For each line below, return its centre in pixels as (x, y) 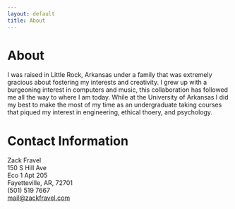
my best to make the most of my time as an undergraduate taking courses (115, 105)
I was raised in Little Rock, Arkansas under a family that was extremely (110, 75)
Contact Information (68, 141)
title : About (26, 20)
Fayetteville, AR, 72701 (40, 183)
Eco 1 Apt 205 (28, 175)
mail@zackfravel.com (39, 198)
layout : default (31, 14)
